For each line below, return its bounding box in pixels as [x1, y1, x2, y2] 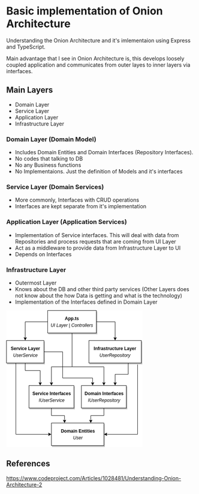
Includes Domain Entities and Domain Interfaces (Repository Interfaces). [14, 149, 194, 156]
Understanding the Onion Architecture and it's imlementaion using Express [6, 37, 191, 44]
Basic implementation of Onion [6, 4, 163, 18]
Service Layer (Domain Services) [6, 182, 104, 191]
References [6, 459, 50, 469]
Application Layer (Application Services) [6, 218, 127, 226]
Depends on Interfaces [14, 250, 72, 258]
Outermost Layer [14, 279, 57, 286]
